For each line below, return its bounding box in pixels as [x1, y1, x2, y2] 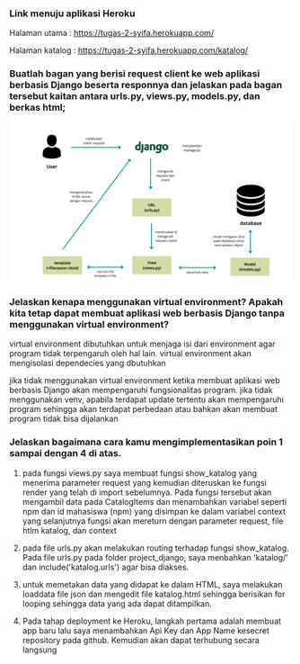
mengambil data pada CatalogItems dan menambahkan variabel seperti [22, 496, 287, 507]
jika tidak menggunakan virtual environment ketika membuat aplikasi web [9, 375, 280, 386]
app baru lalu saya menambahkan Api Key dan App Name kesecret [22, 624, 269, 636]
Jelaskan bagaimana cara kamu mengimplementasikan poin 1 [9, 435, 283, 448]
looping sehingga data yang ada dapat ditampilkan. [22, 597, 213, 609]
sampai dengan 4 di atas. [9, 447, 122, 460]
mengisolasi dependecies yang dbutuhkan [9, 358, 166, 369]
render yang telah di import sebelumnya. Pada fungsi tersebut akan [22, 487, 272, 498]
